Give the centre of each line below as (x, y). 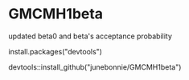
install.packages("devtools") (55, 51)
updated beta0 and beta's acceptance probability (90, 36)
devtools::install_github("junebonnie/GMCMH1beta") (95, 67)
